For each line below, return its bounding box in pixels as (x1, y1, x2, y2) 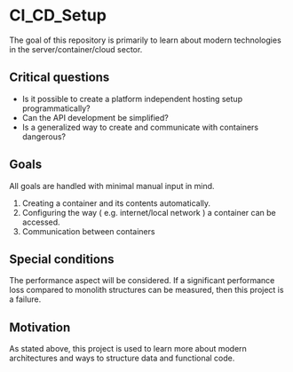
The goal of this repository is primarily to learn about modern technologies (9, 35, 281, 45)
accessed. (21, 217, 60, 227)
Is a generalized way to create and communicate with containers (21, 122, 259, 132)
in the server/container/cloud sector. (9, 44, 143, 54)
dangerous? (21, 131, 67, 142)
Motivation (9, 320, 71, 335)
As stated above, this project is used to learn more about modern (9, 344, 247, 354)
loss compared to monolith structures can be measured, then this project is (9, 285, 284, 296)
